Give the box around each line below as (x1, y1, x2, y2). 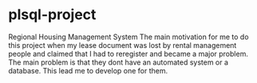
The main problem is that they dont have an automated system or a (8, 57, 229, 67)
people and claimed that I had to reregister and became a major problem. (8, 49, 249, 58)
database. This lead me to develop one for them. (8, 65, 168, 75)
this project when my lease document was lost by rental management (8, 40, 237, 49)
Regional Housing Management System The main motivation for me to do (8, 32, 249, 41)
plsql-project (8, 6, 97, 24)
